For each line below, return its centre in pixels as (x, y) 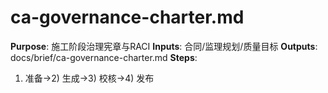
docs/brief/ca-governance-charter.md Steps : (104, 57)
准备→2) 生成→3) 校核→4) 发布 (89, 78)
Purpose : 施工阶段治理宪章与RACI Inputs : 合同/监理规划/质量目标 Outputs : (164, 46)
